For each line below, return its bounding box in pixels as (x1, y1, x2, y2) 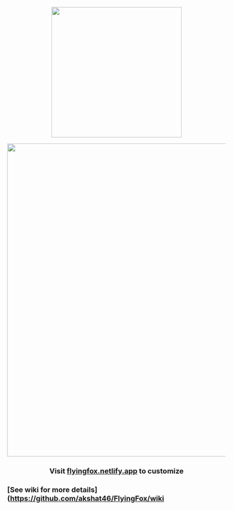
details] (71, 484, 98, 494)
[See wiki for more (7, 484, 71, 494)
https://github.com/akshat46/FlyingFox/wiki (10, 493, 164, 503)
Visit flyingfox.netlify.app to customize (49, 466, 184, 476)
